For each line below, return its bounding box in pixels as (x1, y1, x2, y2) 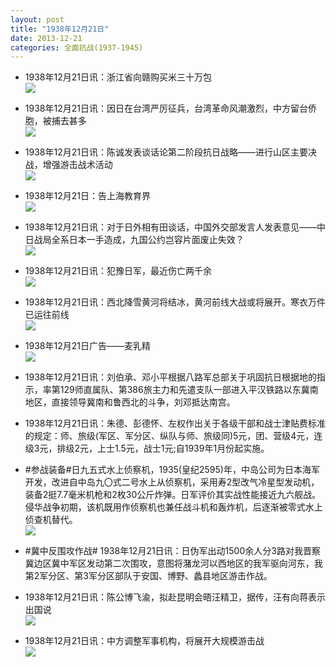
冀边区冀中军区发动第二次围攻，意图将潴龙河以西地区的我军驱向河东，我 (24, 557, 323, 570)
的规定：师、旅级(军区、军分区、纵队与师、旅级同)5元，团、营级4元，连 (24, 430, 323, 442)
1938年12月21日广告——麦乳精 (24, 340, 151, 352)
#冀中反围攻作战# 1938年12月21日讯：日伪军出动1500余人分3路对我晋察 (24, 545, 321, 557)
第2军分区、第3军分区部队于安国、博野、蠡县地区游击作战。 (24, 570, 273, 582)
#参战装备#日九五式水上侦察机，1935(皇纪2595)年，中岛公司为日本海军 (24, 464, 320, 476)
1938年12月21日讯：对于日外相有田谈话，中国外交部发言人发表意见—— (24, 221, 317, 233)
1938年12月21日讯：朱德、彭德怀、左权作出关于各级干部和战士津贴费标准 (24, 417, 326, 430)
